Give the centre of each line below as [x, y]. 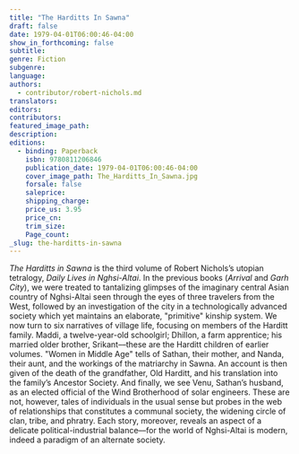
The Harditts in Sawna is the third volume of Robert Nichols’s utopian [137, 268]
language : [28, 76]
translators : [34, 101]
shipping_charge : [58, 201]
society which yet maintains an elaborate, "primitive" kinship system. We [143, 316]
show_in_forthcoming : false [62, 43]
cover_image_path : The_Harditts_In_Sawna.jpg [112, 176]
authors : [26, 84]
